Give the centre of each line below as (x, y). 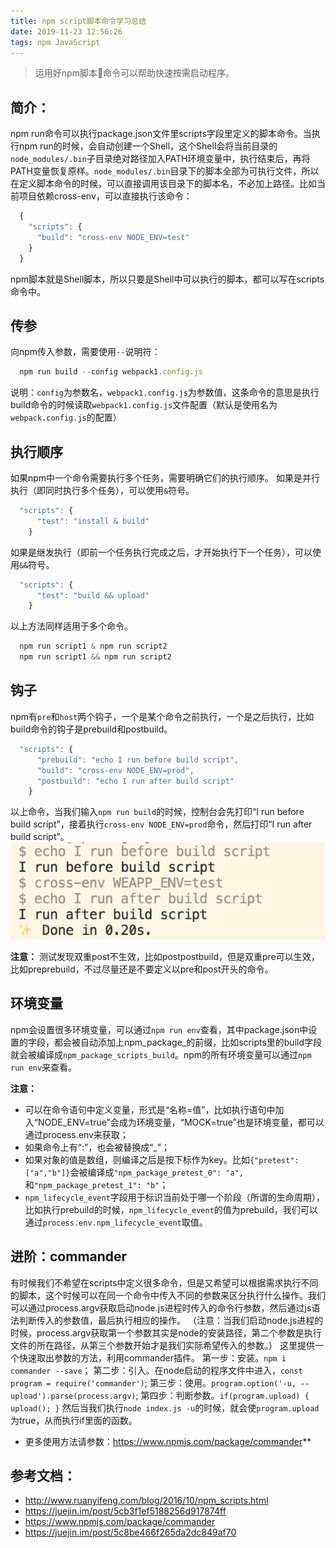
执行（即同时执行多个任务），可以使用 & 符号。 (102, 491)
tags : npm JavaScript (55, 42)
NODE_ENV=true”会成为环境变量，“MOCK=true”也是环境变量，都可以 (181, 1122)
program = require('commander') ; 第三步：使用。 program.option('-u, (153, 1382)
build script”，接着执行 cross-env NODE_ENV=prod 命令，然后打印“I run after (161, 824)
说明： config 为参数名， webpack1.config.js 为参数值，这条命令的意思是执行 (165, 392)
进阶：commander (69, 1256)
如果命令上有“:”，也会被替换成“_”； (97, 1147)
